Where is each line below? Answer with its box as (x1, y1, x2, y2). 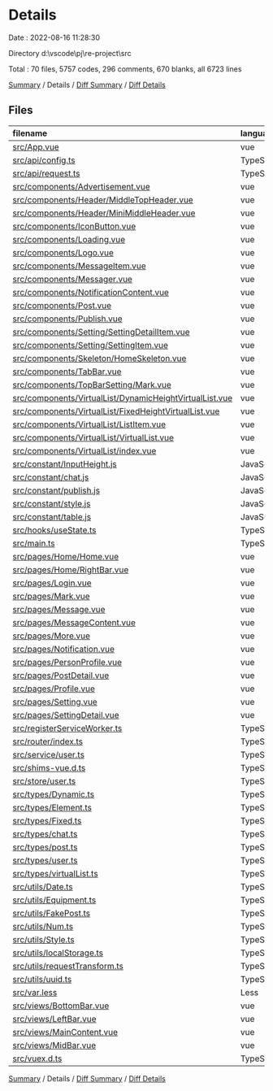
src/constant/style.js (12, 498, 91, 509)
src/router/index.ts (12, 736, 84, 747)
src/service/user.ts (12, 749, 85, 760)
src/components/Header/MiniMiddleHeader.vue (12, 207, 196, 219)
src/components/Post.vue (12, 299, 112, 311)
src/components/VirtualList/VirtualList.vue (12, 432, 175, 443)
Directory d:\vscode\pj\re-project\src (8, 48, 132, 58)
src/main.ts (12, 537, 55, 549)
